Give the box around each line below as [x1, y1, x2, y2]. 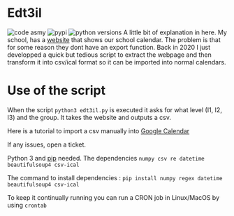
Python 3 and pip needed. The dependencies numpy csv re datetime [7, 154, 205, 162]
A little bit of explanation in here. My [123, 28, 227, 36]
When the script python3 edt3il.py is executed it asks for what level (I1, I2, [7, 105, 222, 114]
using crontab [7, 201, 47, 209]
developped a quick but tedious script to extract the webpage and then [7, 50, 212, 59]
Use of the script [7, 83, 106, 99]
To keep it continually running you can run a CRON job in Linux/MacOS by [7, 193, 220, 201]
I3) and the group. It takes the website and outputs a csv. [7, 113, 171, 121]
